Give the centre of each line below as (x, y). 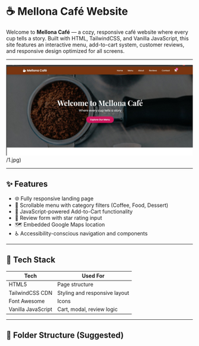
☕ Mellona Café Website (67, 12)
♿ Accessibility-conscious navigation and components (81, 233)
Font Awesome (27, 301)
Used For (93, 276)
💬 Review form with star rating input (58, 218)
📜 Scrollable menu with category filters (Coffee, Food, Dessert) (92, 205)
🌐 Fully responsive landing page (54, 198)
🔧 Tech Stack (31, 260)
